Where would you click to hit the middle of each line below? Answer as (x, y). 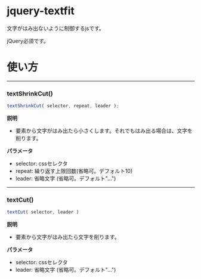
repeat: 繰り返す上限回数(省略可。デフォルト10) (74, 171)
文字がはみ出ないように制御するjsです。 (56, 28)
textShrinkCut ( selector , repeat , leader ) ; (63, 106)
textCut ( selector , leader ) (43, 212)
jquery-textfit (41, 11)
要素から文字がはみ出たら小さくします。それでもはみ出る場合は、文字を (104, 131)
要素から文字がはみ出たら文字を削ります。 (67, 237)
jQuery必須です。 (28, 41)
